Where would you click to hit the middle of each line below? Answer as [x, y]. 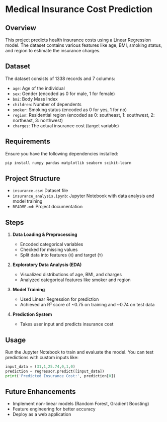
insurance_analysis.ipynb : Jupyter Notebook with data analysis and [83, 196]
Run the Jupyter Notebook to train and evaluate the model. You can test [79, 352]
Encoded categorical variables [52, 244]
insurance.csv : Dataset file [40, 191]
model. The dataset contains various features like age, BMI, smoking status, [84, 45]
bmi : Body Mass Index [35, 99]
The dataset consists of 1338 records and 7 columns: [60, 78]
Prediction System [32, 314]
